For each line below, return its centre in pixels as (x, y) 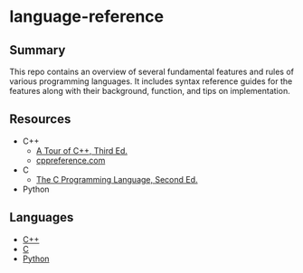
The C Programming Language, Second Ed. (117, 179)
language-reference (87, 17)
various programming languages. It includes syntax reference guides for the (151, 81)
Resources (40, 119)
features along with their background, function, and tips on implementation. (150, 91)
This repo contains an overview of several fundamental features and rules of (151, 71)
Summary (38, 50)
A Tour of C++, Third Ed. (82, 150)
